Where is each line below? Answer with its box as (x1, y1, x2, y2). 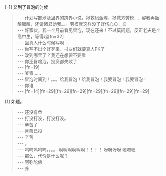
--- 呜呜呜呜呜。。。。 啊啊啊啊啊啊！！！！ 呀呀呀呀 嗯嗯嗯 (17, 147, 136, 152)
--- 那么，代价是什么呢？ (17, 153, 69, 159)
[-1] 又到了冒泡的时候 (5, 4, 49, 10)
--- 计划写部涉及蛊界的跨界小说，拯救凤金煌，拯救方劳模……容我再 (17, 15, 155, 21)
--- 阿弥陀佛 (17, 159, 43, 165)
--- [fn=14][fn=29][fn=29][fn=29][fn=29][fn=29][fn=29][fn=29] (17, 88, 150, 94)
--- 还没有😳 (17, 109, 43, 115)
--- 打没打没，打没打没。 (17, 115, 69, 121)
